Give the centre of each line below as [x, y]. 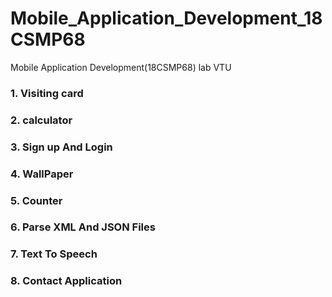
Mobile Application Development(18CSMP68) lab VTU [121, 67]
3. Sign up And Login [61, 147]
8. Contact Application [66, 281]
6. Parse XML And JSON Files [83, 227]
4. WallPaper [42, 174]
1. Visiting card [47, 93]
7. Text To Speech [54, 254]
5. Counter [36, 200]
